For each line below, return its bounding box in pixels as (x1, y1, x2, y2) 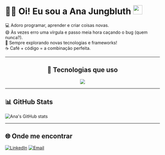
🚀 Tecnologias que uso (47, 66, 118, 74)
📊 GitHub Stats (5, 98, 53, 106)
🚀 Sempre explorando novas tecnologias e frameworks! (5, 40, 117, 45)
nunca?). (5, 34, 23, 40)
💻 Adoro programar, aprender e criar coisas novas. (5, 22, 110, 28)
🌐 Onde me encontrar (5, 132, 73, 140)
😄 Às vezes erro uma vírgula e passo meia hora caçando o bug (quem (5, 29, 148, 35)
